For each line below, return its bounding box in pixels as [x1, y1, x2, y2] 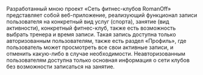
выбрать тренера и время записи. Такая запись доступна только [6, 31, 176, 38]
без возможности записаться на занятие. [6, 63, 115, 70]
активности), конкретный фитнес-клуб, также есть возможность [6, 24, 176, 31]
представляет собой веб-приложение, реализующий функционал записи [6, 11, 198, 19]
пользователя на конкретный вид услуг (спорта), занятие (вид [6, 18, 169, 25]
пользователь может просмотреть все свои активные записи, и [6, 44, 174, 51]
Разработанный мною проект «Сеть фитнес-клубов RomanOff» [6, 5, 171, 12]
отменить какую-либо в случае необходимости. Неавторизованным [6, 50, 186, 57]
